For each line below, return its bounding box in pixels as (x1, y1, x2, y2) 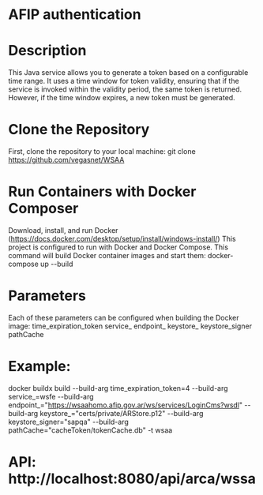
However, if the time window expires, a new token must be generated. (8, 93, 235, 103)
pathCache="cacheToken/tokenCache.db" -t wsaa (8, 425, 173, 435)
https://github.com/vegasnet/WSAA (8, 156, 125, 165)
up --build (40, 259, 73, 268)
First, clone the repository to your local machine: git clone (8, 147, 196, 156)
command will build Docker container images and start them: (8, 251, 207, 260)
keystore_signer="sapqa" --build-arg (8, 417, 129, 426)
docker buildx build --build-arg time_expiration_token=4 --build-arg (8, 383, 228, 392)
